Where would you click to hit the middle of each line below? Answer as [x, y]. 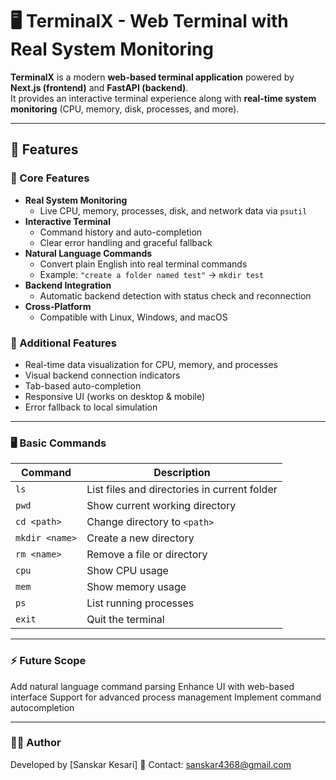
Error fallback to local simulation [91, 407]
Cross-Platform [58, 306]
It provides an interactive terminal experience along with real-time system [163, 98]
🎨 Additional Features [63, 343]
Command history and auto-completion [121, 232]
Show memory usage [136, 587]
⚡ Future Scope [48, 661]
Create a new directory [140, 538]
